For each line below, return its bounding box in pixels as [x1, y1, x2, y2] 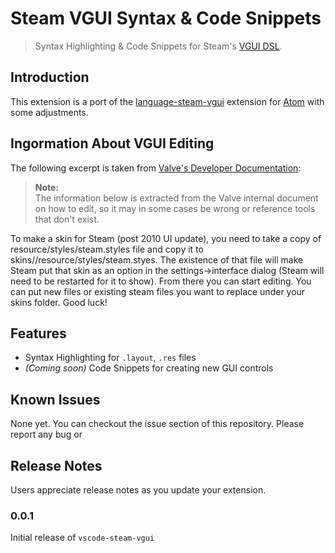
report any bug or [10, 428, 83, 441]
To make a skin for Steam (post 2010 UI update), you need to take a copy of [10, 232, 322, 244]
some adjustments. [10, 106, 89, 118]
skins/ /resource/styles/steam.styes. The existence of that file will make [10, 253, 304, 266]
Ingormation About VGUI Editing [10, 135, 215, 152]
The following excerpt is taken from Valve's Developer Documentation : [10, 162, 302, 174]
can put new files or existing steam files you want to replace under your [10, 285, 306, 297]
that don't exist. [34, 213, 100, 225]
